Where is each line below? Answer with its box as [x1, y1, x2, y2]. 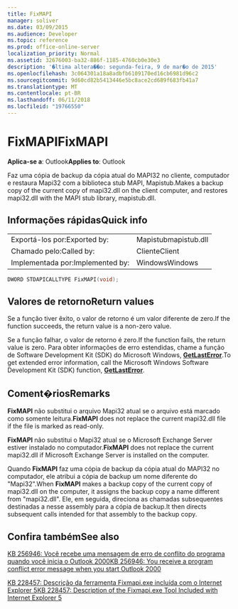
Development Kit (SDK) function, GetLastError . [7, 366, 145, 374]
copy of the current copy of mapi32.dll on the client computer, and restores [7, 186, 228, 194]
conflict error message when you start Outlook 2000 [7, 564, 161, 573]
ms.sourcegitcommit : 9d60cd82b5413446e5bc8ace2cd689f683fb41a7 [7, 76, 199, 84]
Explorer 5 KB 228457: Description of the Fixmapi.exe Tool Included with [7, 586, 218, 594]
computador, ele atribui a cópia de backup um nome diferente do [7, 472, 198, 481]
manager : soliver [7, 17, 59, 24]
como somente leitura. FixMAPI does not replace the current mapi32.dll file [7, 414, 226, 423]
